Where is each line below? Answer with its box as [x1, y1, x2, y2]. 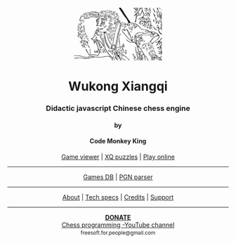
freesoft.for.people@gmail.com [80, 229, 156, 236]
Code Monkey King [89, 137, 147, 145]
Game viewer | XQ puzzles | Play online [60, 152, 176, 161]
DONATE [105, 213, 131, 221]
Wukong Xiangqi [68, 79, 168, 95]
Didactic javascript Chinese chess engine [45, 103, 191, 113]
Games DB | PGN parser [83, 173, 153, 181]
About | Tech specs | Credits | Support [62, 192, 174, 201]
